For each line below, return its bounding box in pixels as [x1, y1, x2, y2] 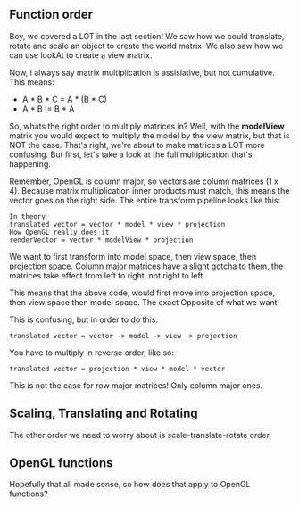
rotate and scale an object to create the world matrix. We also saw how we [9, 40, 284, 51]
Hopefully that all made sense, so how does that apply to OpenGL [9, 479, 251, 490]
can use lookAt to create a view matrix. [9, 49, 153, 61]
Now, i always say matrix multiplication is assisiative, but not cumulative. [9, 67, 275, 78]
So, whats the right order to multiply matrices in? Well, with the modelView [9, 120, 285, 131]
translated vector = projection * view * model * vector [9, 364, 226, 373]
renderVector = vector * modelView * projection [9, 236, 194, 245]
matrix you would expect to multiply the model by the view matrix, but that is [9, 129, 290, 141]
